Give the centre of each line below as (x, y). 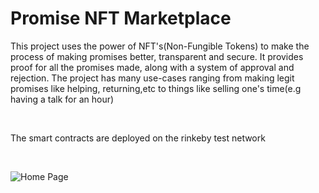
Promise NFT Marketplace (121, 18)
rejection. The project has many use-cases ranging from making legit (152, 78)
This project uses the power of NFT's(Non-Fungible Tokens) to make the (160, 46)
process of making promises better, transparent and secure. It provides (157, 56)
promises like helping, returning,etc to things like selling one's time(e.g (156, 88)
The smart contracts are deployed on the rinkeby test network (138, 138)
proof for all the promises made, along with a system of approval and (152, 67)
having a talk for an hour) (62, 99)
